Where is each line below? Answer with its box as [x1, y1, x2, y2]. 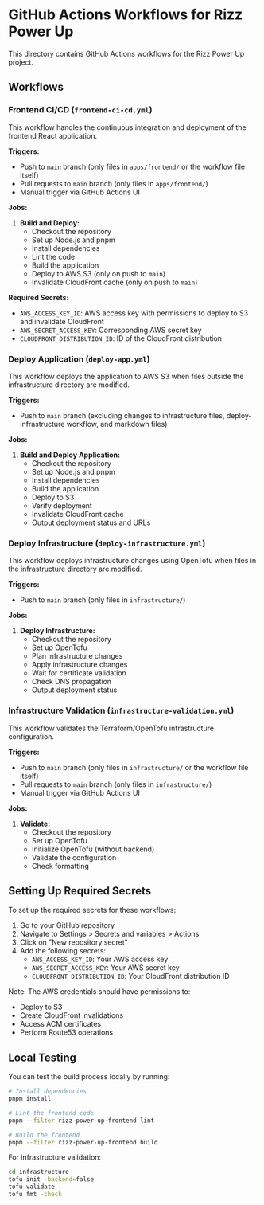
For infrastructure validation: [8, 1152, 102, 1162]
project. [8, 57, 34, 67]
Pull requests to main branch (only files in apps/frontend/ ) [19, 178, 208, 188]
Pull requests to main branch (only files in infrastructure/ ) [19, 779, 212, 789]
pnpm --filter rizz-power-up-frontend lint [8, 1117, 155, 1125]
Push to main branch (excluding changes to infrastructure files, [19, 410, 225, 420]
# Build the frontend [8, 1131, 80, 1139]
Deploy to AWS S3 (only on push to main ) [31, 268, 166, 278]
